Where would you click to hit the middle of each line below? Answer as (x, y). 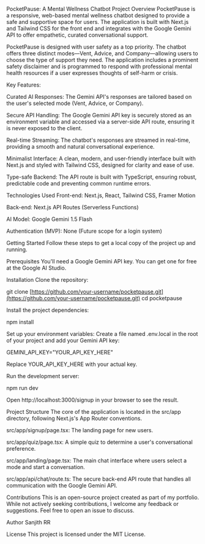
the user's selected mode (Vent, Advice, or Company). (75, 103)
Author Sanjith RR (28, 522)
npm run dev (22, 388)
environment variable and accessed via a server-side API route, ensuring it (100, 122)
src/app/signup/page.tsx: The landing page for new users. (80, 430)
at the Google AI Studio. (36, 268)
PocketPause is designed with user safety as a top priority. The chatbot (96, 47)
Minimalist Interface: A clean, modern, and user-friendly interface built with (101, 158)
